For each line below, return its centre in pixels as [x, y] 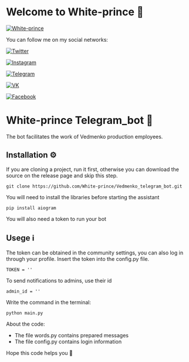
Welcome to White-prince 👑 [75, 12]
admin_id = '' [23, 291]
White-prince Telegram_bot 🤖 [80, 120]
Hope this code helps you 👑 [40, 353]
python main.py [25, 313]
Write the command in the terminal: [49, 302]
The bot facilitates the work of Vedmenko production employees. [85, 136]
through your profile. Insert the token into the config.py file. [78, 259]
